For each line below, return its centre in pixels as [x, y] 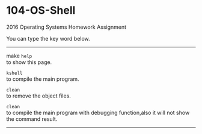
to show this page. [29, 62]
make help [19, 56]
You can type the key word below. [48, 38]
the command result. [32, 119]
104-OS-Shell [41, 10]
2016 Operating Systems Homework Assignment [66, 27]
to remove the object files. [38, 96]
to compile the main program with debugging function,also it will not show [98, 112]
